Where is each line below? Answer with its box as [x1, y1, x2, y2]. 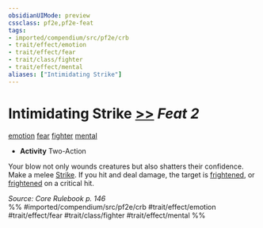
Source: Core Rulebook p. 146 [8, 193, 106, 203]
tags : [8, 26, 26, 34]
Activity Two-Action [19, 146, 87, 155]
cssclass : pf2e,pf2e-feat [8, 19, 93, 27]
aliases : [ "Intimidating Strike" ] [8, 70, 123, 78]
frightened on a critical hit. [8, 178, 95, 188]
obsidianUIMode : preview [8, 11, 90, 20]
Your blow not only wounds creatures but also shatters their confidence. [8, 161, 244, 171]
